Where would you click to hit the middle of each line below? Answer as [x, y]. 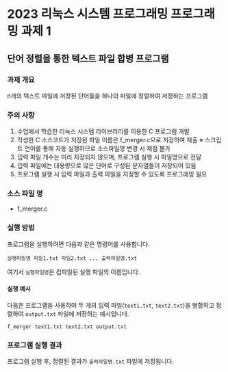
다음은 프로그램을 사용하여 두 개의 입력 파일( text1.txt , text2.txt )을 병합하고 [111, 305]
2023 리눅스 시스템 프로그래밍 [88, 14]
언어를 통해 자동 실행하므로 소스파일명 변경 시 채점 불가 [98, 148]
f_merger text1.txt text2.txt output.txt [67, 327]
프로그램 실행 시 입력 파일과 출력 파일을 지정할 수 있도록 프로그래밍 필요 [112, 174]
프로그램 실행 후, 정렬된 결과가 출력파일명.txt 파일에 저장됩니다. [91, 361]
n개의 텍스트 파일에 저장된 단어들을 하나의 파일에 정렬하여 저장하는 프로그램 [107, 96]
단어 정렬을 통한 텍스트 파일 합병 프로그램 [88, 58]
